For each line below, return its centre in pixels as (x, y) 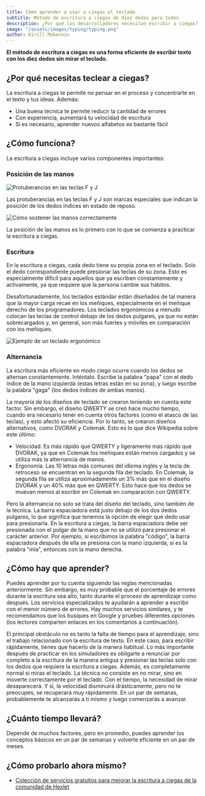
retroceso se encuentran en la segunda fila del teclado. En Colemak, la (104, 472)
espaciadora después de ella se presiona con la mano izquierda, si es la (97, 542)
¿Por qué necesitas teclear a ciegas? (78, 78)
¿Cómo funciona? (41, 144)
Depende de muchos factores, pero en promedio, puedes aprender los (95, 733)
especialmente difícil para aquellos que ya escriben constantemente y (95, 278)
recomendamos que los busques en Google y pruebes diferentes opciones (101, 616)
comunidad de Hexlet (42, 787)
